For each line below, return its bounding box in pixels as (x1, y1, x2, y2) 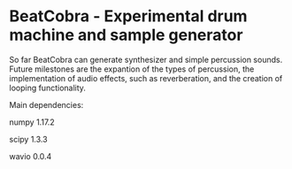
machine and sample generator (9, 25, 243, 45)
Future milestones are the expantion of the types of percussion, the (9, 64, 255, 74)
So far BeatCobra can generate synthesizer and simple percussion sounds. (9, 54, 283, 65)
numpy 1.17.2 (9, 117, 55, 127)
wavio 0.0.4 (9, 150, 52, 161)
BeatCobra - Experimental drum (9, 6, 248, 27)
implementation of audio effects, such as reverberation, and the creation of (9, 73, 283, 83)
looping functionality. (9, 82, 87, 93)
